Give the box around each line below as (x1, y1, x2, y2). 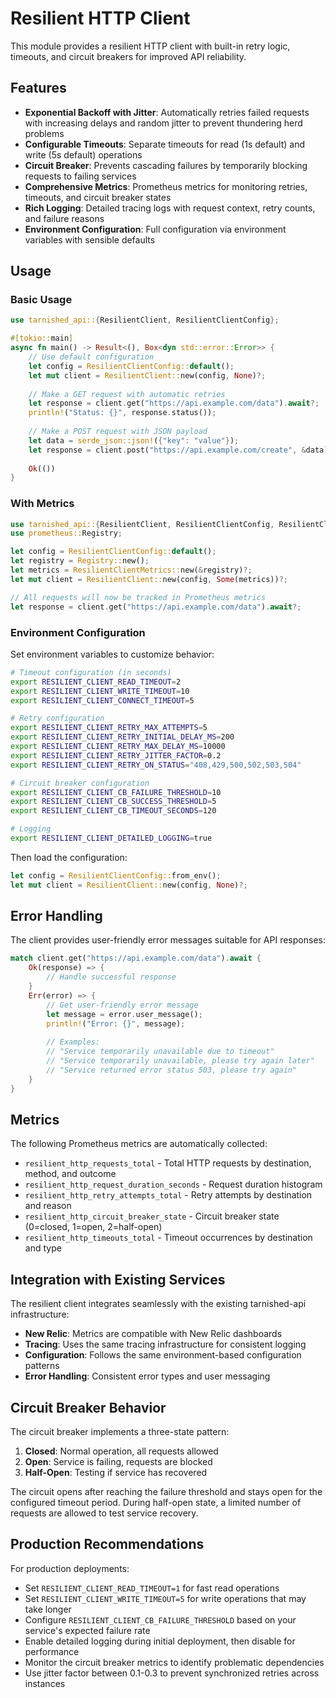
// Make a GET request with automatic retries (28, 389, 226, 399)
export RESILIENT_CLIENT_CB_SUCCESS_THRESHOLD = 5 (10, 797, 217, 807)
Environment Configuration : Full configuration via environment (24, 223, 287, 235)
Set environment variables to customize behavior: (10, 648, 215, 660)
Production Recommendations (10, 1536, 205, 1553)
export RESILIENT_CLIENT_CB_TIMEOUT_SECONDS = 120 (10, 806, 217, 816)
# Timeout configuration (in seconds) (10, 667, 172, 677)
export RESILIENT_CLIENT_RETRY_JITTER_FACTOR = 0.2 (10, 750, 222, 761)
